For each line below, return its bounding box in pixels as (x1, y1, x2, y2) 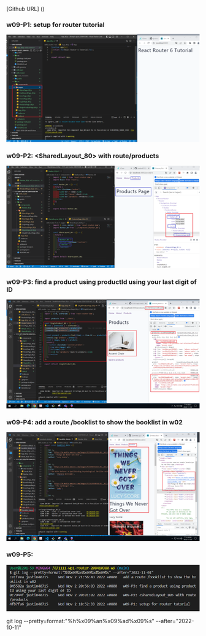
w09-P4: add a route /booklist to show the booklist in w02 (6, 418, 183, 426)
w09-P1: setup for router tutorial (6, 20, 105, 29)
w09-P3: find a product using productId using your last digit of (6, 277, 197, 286)
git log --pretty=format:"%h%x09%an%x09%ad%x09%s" (6, 617, 154, 624)
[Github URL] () (6, 6, 45, 12)
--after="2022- (155, 617, 194, 624)
